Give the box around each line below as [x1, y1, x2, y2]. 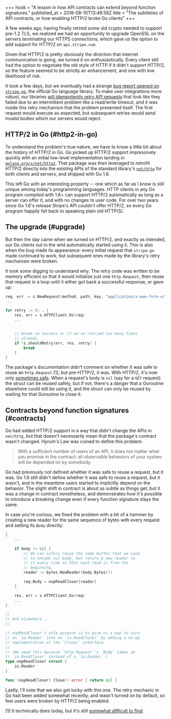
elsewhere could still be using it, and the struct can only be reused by [5, 386, 151, 392]
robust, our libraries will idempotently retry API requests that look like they [5, 94, 161, 100]
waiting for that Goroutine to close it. [5, 391, 82, 397]
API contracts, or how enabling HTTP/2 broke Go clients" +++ [5, 15, 135, 21]
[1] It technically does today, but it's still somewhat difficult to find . [5, 707, 144, 714]
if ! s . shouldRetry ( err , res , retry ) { [14, 341, 97, 346]
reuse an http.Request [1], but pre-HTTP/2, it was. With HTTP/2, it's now [5, 370, 158, 376]
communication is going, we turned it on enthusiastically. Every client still [5, 57, 159, 63]
